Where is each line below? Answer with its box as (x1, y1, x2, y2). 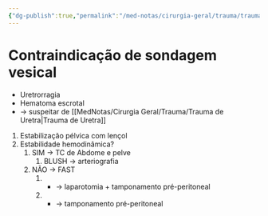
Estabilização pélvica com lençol (19, 130, 128, 140)
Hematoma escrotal (19, 98, 85, 108)
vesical (8, 63, 57, 81)
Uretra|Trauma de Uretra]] (19, 115, 106, 125)
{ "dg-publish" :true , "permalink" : (8, 11, 120, 20)
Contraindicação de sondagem (8, 46, 217, 64)
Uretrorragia (19, 90, 61, 99)
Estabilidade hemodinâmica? (19, 139, 114, 149)
